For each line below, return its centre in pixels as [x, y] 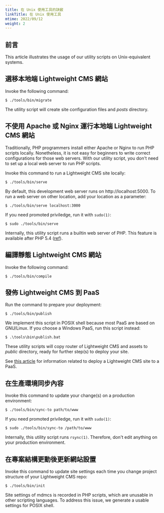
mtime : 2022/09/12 [24, 19]
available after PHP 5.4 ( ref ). [34, 238]
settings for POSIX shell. [30, 505]
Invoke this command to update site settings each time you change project [81, 471]
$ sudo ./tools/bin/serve [32, 224]
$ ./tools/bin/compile [28, 276]
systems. [14, 62]
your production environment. [35, 442]
